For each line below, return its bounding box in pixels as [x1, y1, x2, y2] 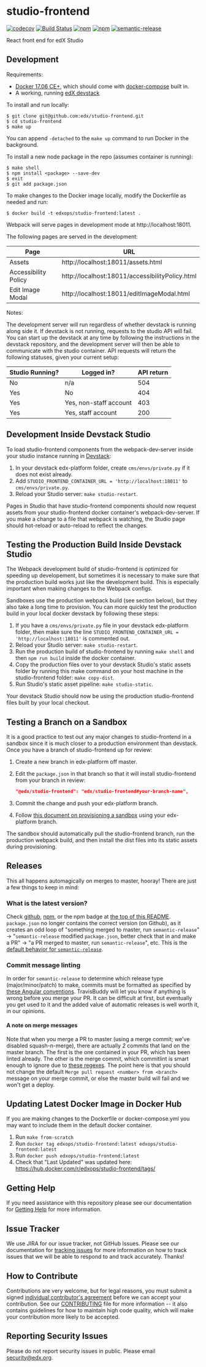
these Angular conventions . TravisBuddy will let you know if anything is [6, 988, 186, 995]
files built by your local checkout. [6, 699, 90, 706]
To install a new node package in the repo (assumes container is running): [6, 152, 193, 160]
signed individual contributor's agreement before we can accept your [6, 1293, 181, 1301]
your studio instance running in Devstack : [6, 452, 112, 459]
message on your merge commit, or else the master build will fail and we [6, 1074, 190, 1082]
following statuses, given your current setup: [6, 353, 120, 361]
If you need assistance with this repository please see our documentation [6, 1199, 192, 1207]
